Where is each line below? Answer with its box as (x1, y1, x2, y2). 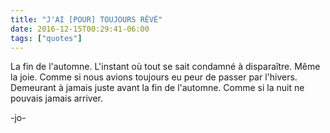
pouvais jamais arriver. (10, 92, 104, 105)
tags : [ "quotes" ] (10, 33, 83, 43)
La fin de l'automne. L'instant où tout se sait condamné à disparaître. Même (10, 61, 321, 73)
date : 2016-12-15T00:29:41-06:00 (10, 24, 150, 34)
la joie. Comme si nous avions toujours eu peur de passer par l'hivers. (10, 71, 298, 83)
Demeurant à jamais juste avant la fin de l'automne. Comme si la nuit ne (10, 82, 305, 94)
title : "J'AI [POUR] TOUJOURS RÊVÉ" (10, 14, 163, 25)
